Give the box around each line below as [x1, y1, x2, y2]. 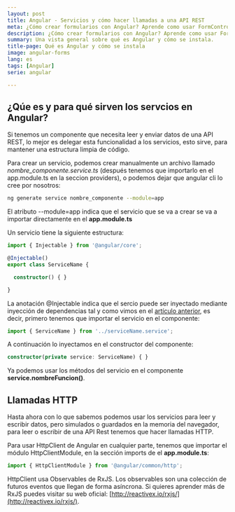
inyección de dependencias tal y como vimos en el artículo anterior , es [7, 306, 211, 315]
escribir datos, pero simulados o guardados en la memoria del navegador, [7, 420, 220, 429]
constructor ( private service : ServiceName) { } [7, 354, 149, 361]
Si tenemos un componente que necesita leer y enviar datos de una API [7, 130, 213, 139]
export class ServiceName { [7, 261, 90, 268]
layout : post [7, 10, 45, 18]
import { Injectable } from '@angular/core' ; [7, 242, 142, 249]
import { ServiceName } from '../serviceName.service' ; [7, 327, 173, 335]
